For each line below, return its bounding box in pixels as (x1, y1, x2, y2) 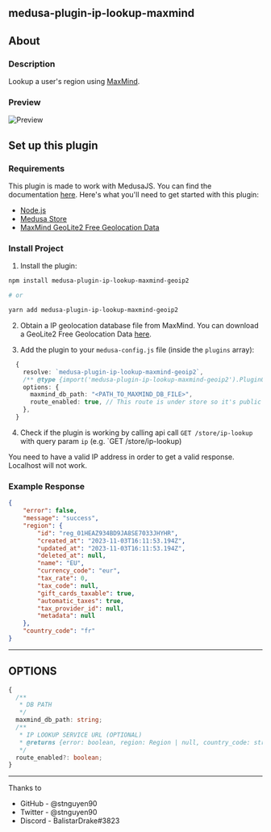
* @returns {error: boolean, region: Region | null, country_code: (19, 738, 251, 746)
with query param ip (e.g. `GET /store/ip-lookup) (19, 436, 182, 446)
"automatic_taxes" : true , (37, 597, 125, 605)
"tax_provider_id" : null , (37, 604, 125, 613)
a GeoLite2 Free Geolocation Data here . (19, 329, 152, 339)
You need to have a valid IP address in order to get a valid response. (8, 452, 236, 462)
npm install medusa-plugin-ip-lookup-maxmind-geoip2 (8, 277, 190, 285)
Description (8, 58, 56, 70)
